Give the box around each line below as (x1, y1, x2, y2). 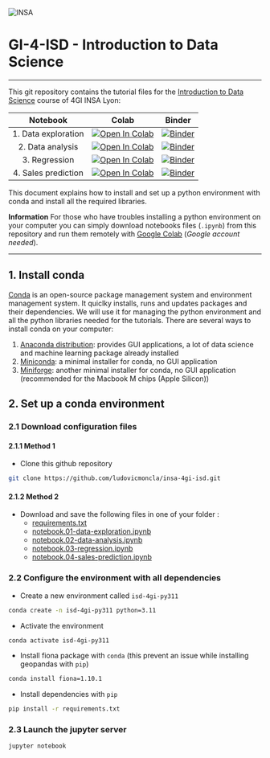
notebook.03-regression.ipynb (31, 543, 133, 554)
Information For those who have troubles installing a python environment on (8, 211, 261, 221)
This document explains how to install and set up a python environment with (8, 187, 260, 197)
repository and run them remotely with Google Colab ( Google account (8, 229, 240, 239)
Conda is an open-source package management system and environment (8, 289, 252, 299)
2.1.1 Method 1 (8, 440, 56, 450)
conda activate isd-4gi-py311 (8, 636, 110, 645)
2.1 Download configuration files (8, 421, 137, 432)
